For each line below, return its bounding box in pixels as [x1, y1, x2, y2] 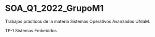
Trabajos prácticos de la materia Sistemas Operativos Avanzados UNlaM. [5, 18, 151, 24]
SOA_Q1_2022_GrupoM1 [5, 3, 104, 14]
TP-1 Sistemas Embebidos [5, 28, 57, 33]
